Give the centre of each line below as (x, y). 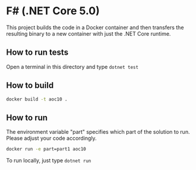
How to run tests (37, 53)
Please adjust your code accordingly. (51, 138)
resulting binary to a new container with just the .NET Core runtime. (88, 33)
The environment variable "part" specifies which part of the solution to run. (98, 132)
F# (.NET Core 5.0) (53, 11)
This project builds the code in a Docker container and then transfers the (95, 27)
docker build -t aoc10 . (37, 99)
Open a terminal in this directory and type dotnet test (72, 67)
